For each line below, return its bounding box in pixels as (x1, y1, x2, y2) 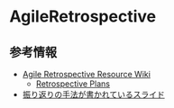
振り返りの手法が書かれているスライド (22, 89, 165, 100)
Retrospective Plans (35, 78, 111, 89)
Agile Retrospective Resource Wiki (22, 69, 151, 79)
